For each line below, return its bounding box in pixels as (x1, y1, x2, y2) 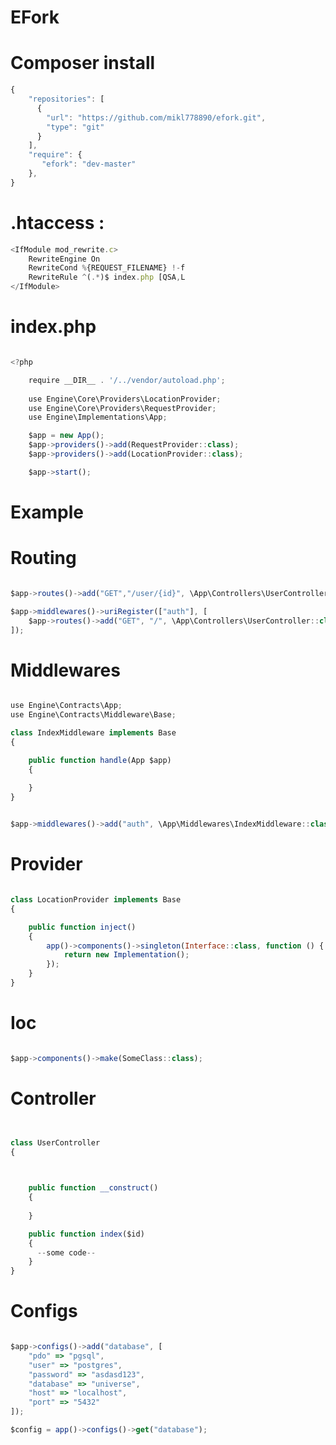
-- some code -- (36, 1247, 97, 1258)
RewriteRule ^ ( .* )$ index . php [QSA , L (28, 272, 186, 283)
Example (10, 501, 84, 523)
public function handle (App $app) (28, 755, 172, 765)
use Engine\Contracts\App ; (10, 701, 123, 711)
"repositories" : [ (28, 94, 105, 104)
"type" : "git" (46, 122, 105, 132)
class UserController (10, 1137, 101, 1148)
